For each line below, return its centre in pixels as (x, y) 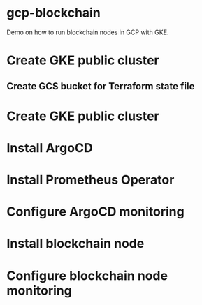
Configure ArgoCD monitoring (95, 212)
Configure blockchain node (87, 275)
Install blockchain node (75, 244)
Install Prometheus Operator (91, 180)
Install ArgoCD (50, 148)
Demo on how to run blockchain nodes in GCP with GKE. (88, 32)
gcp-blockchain (53, 13)
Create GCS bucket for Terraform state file (101, 86)
